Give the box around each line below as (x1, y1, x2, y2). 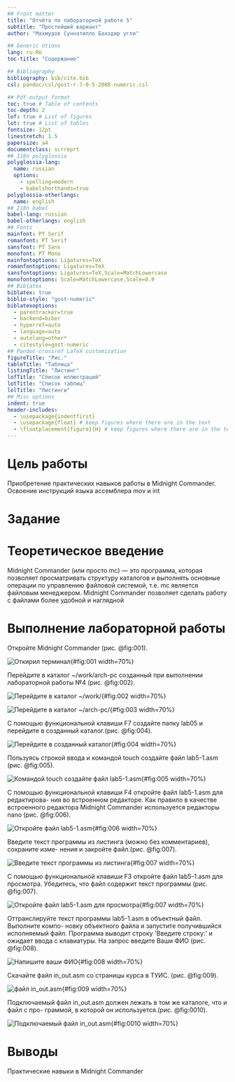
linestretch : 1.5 (7, 132, 58, 140)
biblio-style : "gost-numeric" (7, 296, 96, 303)
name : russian (13, 165, 55, 172)
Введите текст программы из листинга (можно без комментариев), (7, 838, 210, 846)
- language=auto (13, 328, 61, 335)
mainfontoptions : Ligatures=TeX (7, 256, 101, 263)
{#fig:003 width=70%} (109, 705, 175, 714)
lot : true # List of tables (7, 120, 90, 127)
